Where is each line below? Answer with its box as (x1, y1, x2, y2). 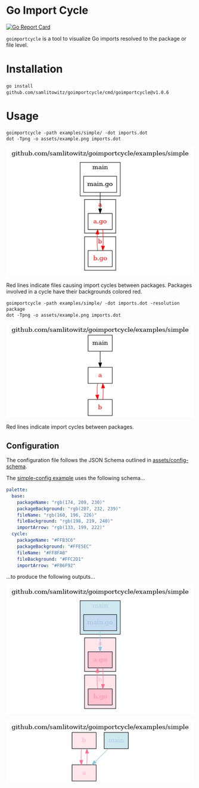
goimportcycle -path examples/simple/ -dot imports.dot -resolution (6, 300, 180, 306)
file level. (6, 41, 29, 48)
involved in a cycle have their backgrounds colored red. (6, 288, 142, 295)
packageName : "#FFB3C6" (17, 537, 76, 543)
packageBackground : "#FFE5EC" (17, 543, 92, 549)
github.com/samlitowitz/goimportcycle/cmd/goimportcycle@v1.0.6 (6, 89, 169, 96)
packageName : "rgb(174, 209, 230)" (17, 499, 105, 505)
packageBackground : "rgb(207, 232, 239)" (17, 506, 121, 512)
